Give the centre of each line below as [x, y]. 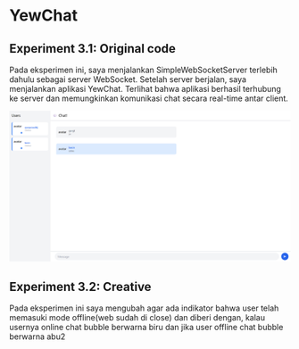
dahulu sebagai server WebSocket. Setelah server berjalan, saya [128, 79]
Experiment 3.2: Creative [80, 287]
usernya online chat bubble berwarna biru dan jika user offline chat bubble [146, 328]
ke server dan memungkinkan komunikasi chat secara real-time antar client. [149, 98]
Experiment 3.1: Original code [93, 49]
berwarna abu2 [37, 337]
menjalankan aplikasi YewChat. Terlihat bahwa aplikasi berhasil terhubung [145, 89]
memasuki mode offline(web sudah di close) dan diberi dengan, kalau [137, 318]
